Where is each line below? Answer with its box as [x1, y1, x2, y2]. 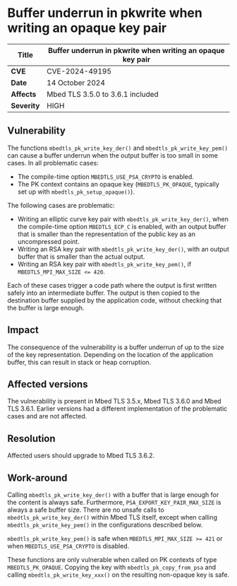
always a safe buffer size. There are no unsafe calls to [7, 505, 164, 514]
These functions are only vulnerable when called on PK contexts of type [7, 556, 217, 563]
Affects [11, 89, 37, 99]
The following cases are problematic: [7, 201, 115, 209]
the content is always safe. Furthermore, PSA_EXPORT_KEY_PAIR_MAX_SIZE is [7, 498, 221, 506]
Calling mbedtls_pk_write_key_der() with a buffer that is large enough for [7, 491, 219, 499]
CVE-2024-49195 [47, 66, 111, 76]
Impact [7, 324, 39, 336]
